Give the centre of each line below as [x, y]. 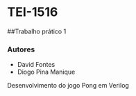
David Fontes [36, 65]
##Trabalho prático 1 [37, 31]
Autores [21, 49]
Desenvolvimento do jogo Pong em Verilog [68, 86]
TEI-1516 [33, 12]
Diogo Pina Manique [46, 72]
